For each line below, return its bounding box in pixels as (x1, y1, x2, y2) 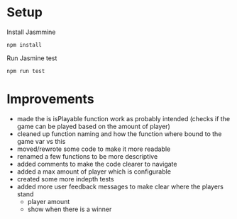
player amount (27, 197, 70, 206)
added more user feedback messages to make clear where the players (16, 182, 224, 191)
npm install (6, 41, 42, 48)
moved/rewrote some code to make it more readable (16, 145, 171, 153)
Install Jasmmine (6, 28, 56, 36)
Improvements (6, 91, 94, 107)
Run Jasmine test (6, 54, 57, 62)
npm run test (6, 67, 45, 74)
